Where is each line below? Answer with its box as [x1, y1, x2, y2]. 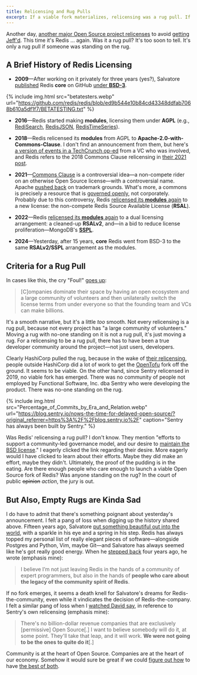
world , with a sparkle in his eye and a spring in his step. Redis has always [6, 529, 183, 536]
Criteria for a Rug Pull [6, 261, 86, 271]
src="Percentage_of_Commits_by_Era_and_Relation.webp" [6, 404, 148, 411]
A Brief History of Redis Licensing [6, 59, 132, 70]
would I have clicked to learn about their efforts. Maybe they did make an [6, 453, 183, 460]
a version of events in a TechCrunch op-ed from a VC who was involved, [14, 147, 191, 154]
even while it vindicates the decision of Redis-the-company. [46, 595, 191, 603]
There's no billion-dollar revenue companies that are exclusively [20, 620, 176, 627]
